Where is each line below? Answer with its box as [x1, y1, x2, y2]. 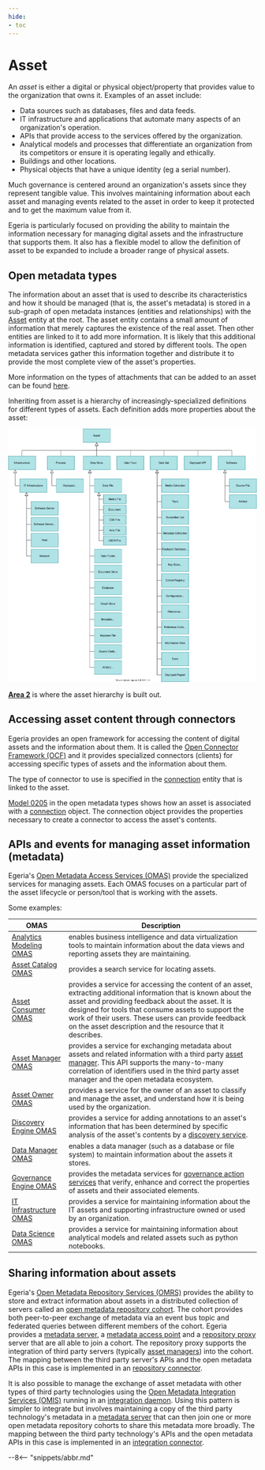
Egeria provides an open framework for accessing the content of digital [8, 733, 241, 743]
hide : [8, 13, 26, 21]
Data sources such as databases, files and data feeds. [19, 106, 196, 116]
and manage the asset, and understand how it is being [68, 1094, 244, 1104]
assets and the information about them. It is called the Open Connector [8, 742, 239, 752]
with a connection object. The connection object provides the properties [8, 806, 244, 816]
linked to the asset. [8, 782, 70, 792]
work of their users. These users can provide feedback [68, 1013, 247, 1022]
